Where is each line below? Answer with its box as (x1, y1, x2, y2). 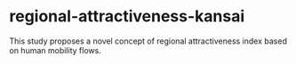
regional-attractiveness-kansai (9, 6, 245, 27)
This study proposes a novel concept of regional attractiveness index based (9, 36, 287, 46)
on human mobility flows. (9, 44, 102, 55)
